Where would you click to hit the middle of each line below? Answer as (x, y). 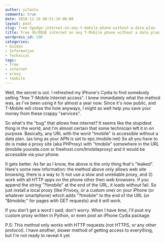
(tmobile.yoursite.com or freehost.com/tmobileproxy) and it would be (75, 149)
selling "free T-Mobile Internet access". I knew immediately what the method (83, 98)
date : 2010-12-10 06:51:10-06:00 (39, 19)
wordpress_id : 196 (24, 37)
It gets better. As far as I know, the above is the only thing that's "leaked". (79, 164)
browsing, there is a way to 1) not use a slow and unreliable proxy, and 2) (79, 174)
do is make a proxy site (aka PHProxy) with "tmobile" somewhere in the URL (82, 144)
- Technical (17, 55)
